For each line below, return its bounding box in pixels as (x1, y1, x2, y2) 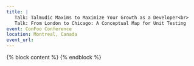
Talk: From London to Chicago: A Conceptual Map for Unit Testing (14, 20, 187, 26)
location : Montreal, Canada (6, 31, 78, 38)
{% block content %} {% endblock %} (6, 54, 102, 61)
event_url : (6, 37, 34, 43)
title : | (6, 8, 29, 15)
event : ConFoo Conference (6, 25, 72, 32)
